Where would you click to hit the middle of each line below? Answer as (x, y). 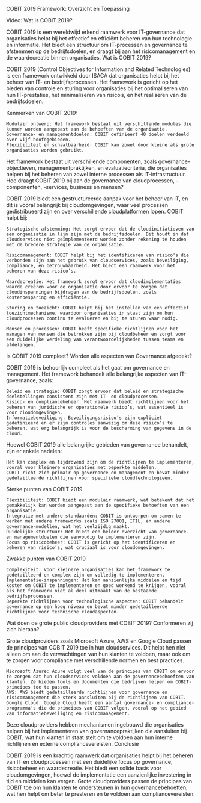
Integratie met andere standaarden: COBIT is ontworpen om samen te (94, 516)
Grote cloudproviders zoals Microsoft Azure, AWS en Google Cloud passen (99, 641)
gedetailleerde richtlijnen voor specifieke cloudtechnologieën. (89, 478)
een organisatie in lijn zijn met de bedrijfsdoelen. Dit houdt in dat (97, 234)
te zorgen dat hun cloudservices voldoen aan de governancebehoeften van (100, 677)
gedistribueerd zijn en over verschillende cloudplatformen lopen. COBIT (95, 211)
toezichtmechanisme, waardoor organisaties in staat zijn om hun (89, 313)
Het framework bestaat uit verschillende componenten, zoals (82, 161)
